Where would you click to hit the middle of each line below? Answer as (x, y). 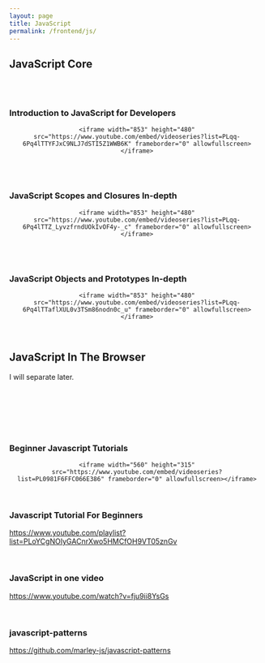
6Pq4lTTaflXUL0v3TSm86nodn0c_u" (77, 310)
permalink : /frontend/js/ (53, 31)
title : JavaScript (40, 24)
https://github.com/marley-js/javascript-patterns (90, 651)
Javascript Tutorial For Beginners (76, 515)
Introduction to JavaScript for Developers (93, 113)
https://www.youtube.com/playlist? (68, 533)
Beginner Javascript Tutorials (69, 448)
